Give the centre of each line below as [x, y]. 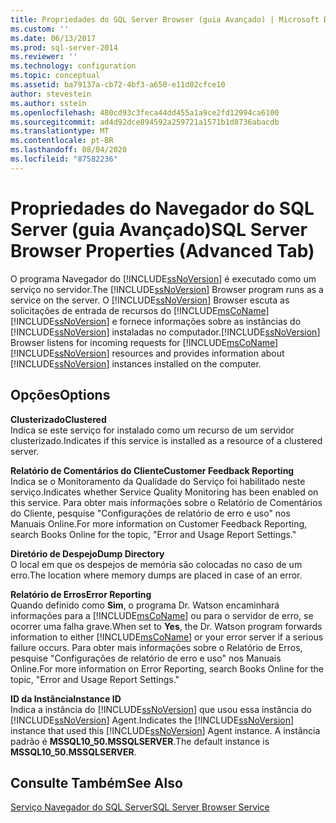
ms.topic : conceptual [55, 76]
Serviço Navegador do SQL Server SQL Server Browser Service [140, 807]
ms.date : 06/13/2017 [53, 38]
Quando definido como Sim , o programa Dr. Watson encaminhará [145, 605]
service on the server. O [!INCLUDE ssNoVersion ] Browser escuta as [150, 300]
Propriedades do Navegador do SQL [162, 208]
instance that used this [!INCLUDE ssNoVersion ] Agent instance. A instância [165, 730]
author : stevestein [51, 94]
